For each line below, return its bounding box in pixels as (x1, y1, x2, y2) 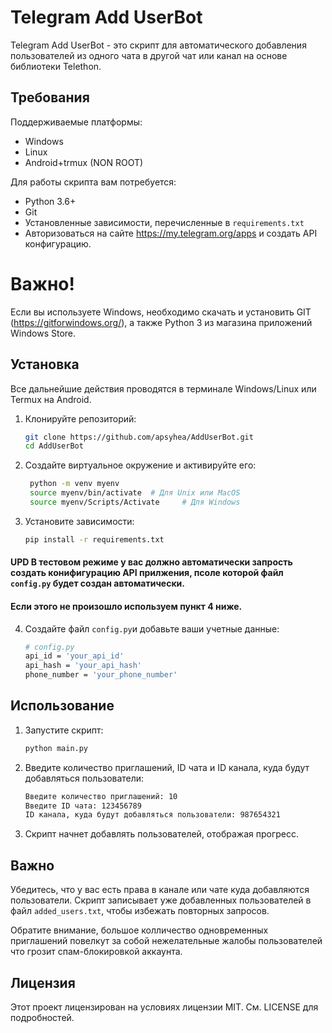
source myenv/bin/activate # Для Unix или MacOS (29, 488, 241, 498)
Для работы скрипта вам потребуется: (10, 176, 177, 188)
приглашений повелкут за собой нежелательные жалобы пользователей (10, 935, 323, 947)
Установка (10, 356, 80, 373)
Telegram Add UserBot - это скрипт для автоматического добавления (10, 39, 307, 51)
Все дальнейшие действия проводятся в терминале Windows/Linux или (10, 382, 317, 395)
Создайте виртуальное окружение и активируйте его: (24, 459, 257, 471)
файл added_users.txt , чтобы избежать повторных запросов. (10, 905, 270, 917)
